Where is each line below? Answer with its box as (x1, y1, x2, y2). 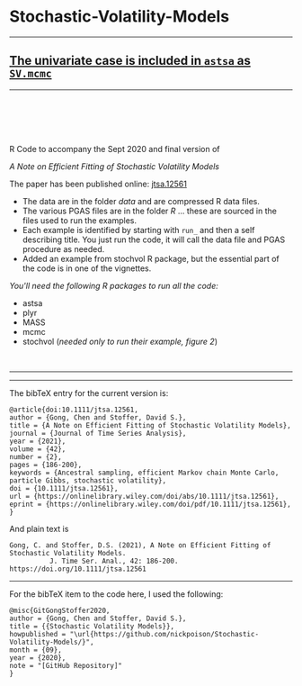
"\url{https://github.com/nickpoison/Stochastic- (69, 629, 259, 638)
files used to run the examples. (22, 214, 138, 226)
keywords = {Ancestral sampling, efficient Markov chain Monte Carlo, (9, 468, 280, 477)
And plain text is (9, 523, 69, 534)
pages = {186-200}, (9, 460, 83, 469)
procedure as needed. (22, 243, 105, 254)
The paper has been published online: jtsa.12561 (9, 178, 187, 189)
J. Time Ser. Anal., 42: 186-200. (49, 556, 179, 565)
